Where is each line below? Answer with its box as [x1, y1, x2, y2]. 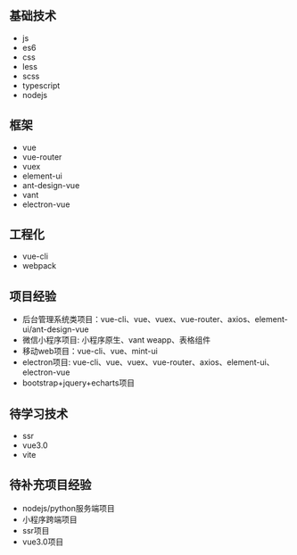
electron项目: [21, 357, 71, 368]
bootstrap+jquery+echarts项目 [21, 377, 136, 388]
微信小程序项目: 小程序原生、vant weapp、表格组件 [21, 335, 211, 345]
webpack [21, 261, 56, 271]
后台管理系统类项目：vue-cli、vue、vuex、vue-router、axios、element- [21, 314, 288, 325]
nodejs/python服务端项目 [21, 502, 115, 513]
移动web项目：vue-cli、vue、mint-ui [21, 346, 158, 357]
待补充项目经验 [9, 477, 92, 493]
